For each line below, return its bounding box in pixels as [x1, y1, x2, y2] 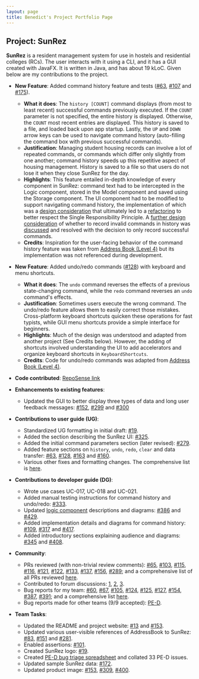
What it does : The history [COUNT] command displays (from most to [23, 100, 192, 108]
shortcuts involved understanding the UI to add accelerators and [23, 344, 182, 351]
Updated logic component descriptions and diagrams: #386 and [23, 507, 181, 514]
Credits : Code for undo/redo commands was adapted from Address [23, 357, 190, 364]
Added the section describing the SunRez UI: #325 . [23, 433, 150, 440]
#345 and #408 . [23, 538, 64, 545]
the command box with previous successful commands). [23, 138, 163, 146]
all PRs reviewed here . [23, 574, 78, 581]
